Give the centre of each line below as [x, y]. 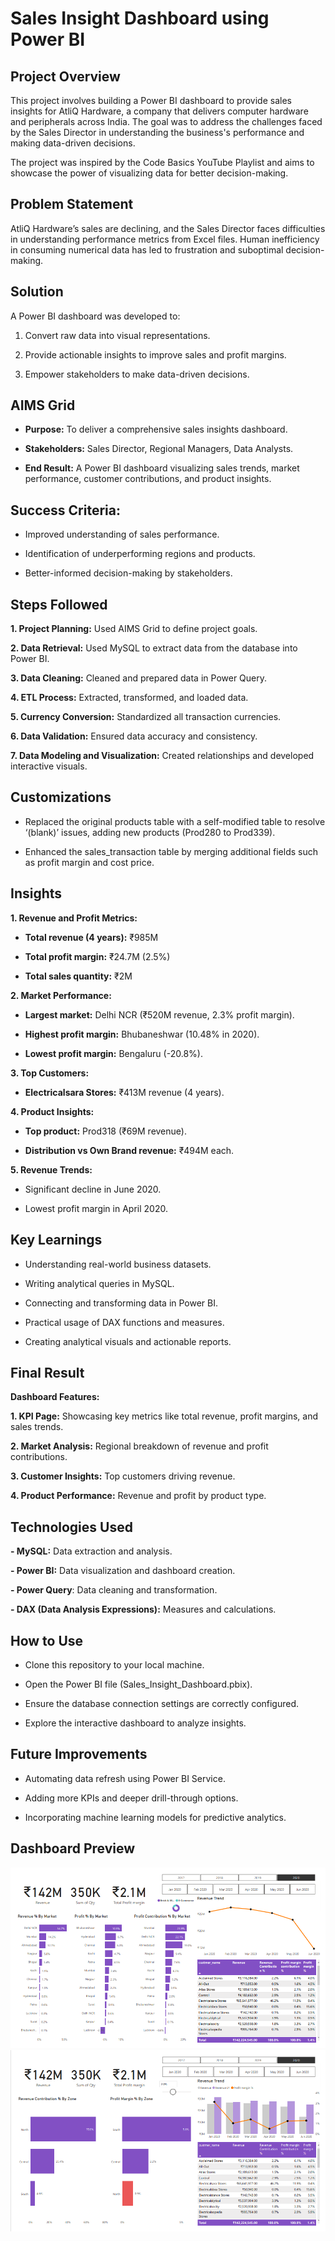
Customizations [61, 797]
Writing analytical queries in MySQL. [99, 1283]
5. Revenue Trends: [51, 1169]
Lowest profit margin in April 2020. [96, 1208]
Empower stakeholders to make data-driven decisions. [137, 374]
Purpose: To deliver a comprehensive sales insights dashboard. [156, 429]
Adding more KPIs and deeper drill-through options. [131, 1798]
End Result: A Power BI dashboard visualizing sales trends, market [162, 468]
